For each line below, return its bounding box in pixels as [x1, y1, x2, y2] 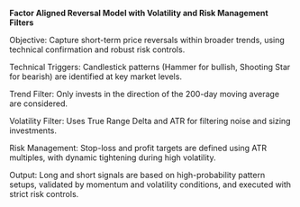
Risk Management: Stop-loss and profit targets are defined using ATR [9, 143, 268, 153]
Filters [9, 17, 34, 28]
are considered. [9, 98, 68, 109]
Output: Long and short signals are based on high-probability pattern [9, 170, 266, 180]
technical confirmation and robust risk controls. [9, 44, 186, 55]
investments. [9, 125, 57, 136]
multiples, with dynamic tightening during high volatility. [9, 152, 216, 163]
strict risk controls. [9, 189, 79, 199]
